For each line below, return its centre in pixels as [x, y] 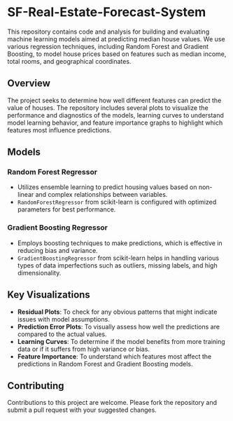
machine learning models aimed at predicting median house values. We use [116, 39]
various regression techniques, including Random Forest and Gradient [108, 46]
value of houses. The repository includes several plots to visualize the [108, 108]
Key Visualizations [49, 295]
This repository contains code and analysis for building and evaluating [108, 32]
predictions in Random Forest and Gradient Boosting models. [105, 364]
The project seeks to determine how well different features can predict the [114, 100]
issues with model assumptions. [63, 319]
